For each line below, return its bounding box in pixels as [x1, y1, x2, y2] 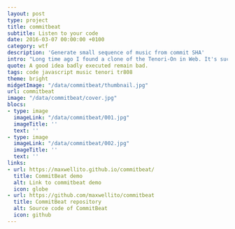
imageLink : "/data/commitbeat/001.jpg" [13, 114, 130, 121]
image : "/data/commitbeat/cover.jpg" [7, 95, 117, 102]
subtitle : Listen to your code [7, 29, 99, 37]
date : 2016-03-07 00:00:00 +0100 [7, 36, 105, 43]
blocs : [7, 101, 27, 108]
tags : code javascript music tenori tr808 [7, 68, 133, 75]
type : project [7, 17, 49, 24]
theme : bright [7, 75, 49, 82]
